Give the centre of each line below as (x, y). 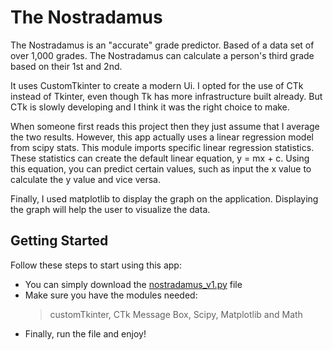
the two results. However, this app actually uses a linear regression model (162, 137)
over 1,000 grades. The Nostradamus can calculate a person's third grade (162, 55)
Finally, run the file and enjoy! (85, 333)
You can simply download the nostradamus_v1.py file (133, 284)
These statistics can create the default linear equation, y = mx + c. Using (160, 158)
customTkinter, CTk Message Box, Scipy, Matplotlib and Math (176, 314)
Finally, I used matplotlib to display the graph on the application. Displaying (164, 198)
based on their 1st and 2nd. (66, 66)
